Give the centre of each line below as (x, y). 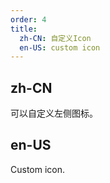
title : (24, 29)
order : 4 (28, 19)
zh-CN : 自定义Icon (55, 38)
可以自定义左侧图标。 (54, 113)
